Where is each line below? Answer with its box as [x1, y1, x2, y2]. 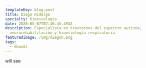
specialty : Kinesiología [5, 16, 57, 21]
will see [5, 58, 21, 64]
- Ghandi [9, 44, 28, 49]
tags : [5, 40, 16, 45]
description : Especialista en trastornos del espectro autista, [5, 26, 142, 31]
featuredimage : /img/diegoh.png [5, 35, 72, 40]
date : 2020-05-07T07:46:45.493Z [5, 21, 72, 26]
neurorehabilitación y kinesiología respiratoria [9, 30, 115, 35]
